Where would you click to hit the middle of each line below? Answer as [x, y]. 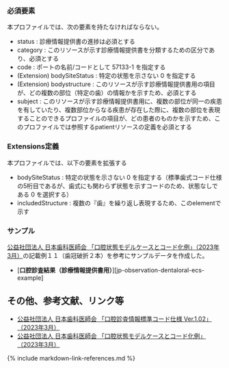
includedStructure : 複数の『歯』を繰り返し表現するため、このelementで [119, 202]
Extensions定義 [33, 146]
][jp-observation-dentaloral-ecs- [158, 270]
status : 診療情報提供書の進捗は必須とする [76, 42]
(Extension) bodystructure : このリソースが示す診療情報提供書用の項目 [116, 84]
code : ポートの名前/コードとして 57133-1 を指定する [91, 67]
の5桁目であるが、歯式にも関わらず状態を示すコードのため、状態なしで [117, 185]
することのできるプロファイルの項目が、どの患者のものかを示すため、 [116, 118]
